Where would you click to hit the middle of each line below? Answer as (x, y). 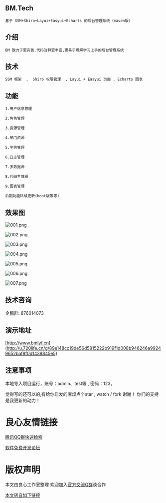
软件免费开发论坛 (23, 448)
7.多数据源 (15, 167)
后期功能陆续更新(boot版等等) (32, 196)
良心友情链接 (32, 422)
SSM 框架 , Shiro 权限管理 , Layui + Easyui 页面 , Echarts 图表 (74, 80)
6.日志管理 (15, 157)
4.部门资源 (15, 138)
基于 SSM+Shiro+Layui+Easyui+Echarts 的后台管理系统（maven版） (69, 21)
